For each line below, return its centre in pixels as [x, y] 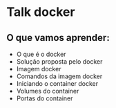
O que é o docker [41, 54]
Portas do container [45, 98]
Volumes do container [48, 91]
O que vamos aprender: [58, 38]
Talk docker [41, 12]
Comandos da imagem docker [59, 76]
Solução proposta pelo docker [59, 62]
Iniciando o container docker [57, 83]
